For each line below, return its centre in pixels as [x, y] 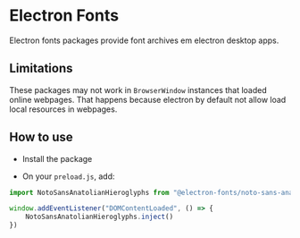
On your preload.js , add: [68, 176]
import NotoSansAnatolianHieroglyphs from [89, 192]
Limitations [41, 68]
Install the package [57, 158]
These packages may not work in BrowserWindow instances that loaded [138, 89]
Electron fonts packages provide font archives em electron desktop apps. [144, 40]
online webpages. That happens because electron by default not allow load [148, 99]
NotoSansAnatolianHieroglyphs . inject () [100, 217]
